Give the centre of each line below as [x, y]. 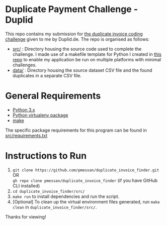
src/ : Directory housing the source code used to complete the [77, 49]
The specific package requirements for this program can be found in [76, 130]
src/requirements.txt [26, 135]
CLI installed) [26, 186]
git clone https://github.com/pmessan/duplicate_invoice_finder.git [86, 170]
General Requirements [53, 96]
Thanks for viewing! [26, 216]
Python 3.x [24, 109]
